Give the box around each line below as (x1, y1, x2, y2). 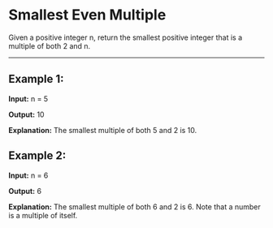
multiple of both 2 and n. (8, 41, 91, 50)
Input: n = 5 (8, 93, 49, 103)
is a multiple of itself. (8, 210, 78, 220)
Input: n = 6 (8, 170, 49, 180)
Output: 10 (8, 110, 45, 119)
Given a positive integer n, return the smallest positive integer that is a (8, 32, 243, 42)
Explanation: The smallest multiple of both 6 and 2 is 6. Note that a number (8, 201, 262, 212)
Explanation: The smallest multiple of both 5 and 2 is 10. (8, 125, 197, 135)
